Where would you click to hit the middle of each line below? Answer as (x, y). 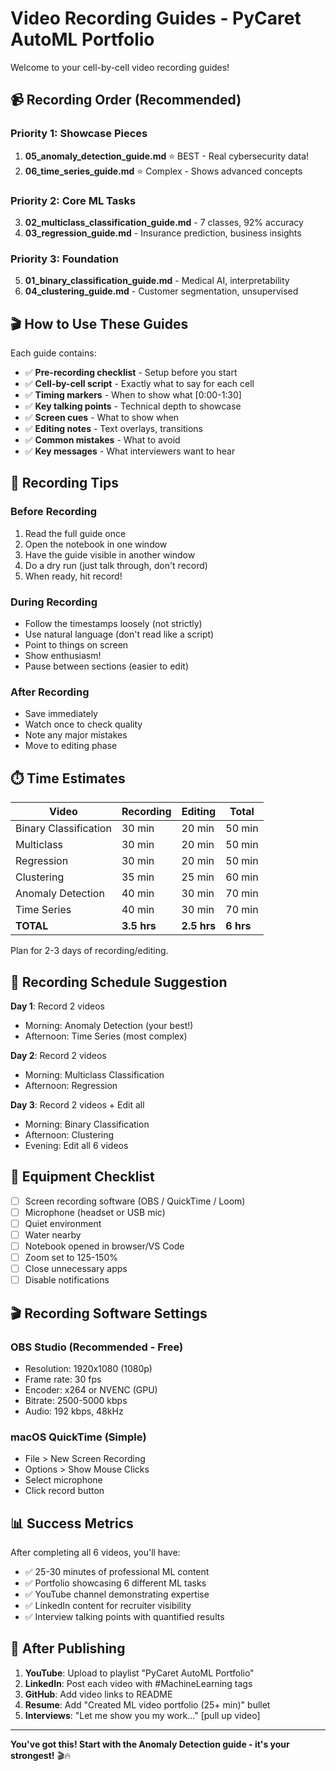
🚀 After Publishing (68, 1648)
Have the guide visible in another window (110, 554)
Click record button (64, 1491)
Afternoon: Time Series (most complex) (106, 1036)
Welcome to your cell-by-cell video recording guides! (120, 67)
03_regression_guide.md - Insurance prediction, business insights (163, 233)
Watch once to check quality (83, 724)
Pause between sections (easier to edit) (106, 666)
